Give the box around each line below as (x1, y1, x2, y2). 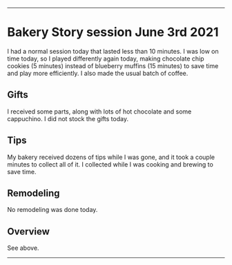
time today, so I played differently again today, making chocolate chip (7, 54, 205, 63)
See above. (7, 244, 39, 252)
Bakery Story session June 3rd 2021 (7, 25, 219, 40)
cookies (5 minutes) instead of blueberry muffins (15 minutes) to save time (7, 61, 219, 70)
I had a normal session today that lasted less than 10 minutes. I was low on (7, 47, 219, 55)
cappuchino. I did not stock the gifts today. (7, 114, 129, 123)
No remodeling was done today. (7, 206, 98, 214)
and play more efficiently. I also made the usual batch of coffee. (7, 69, 188, 77)
